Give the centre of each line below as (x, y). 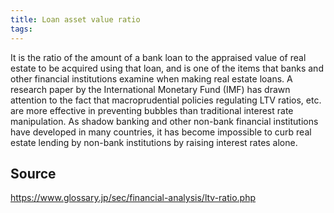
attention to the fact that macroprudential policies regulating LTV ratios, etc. (166, 100)
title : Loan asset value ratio (75, 19)
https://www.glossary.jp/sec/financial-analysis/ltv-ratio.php (133, 198)
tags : (21, 29)
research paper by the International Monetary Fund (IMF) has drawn (150, 89)
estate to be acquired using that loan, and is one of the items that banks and (167, 68)
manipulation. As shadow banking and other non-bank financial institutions (164, 121)
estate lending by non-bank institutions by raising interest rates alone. (154, 142)
